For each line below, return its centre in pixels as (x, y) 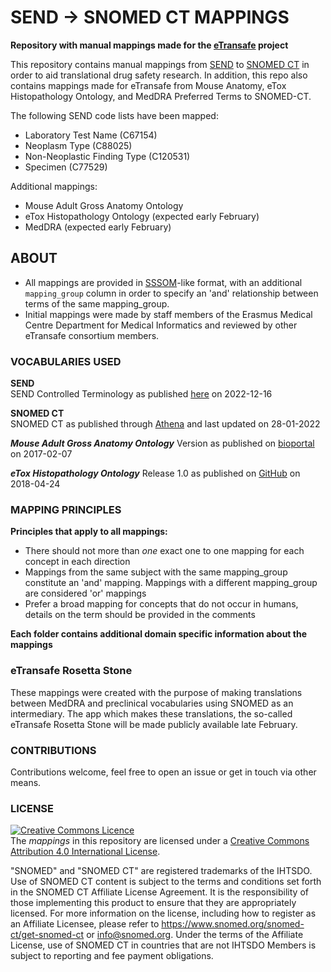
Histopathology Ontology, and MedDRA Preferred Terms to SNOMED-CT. (161, 96)
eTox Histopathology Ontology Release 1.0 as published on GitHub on (155, 473)
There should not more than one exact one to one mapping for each (164, 551)
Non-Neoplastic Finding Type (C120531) (107, 156)
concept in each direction (77, 562)
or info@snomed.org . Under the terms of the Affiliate (195, 935)
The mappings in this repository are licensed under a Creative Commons (160, 841)
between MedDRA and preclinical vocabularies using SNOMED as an (152, 703)
